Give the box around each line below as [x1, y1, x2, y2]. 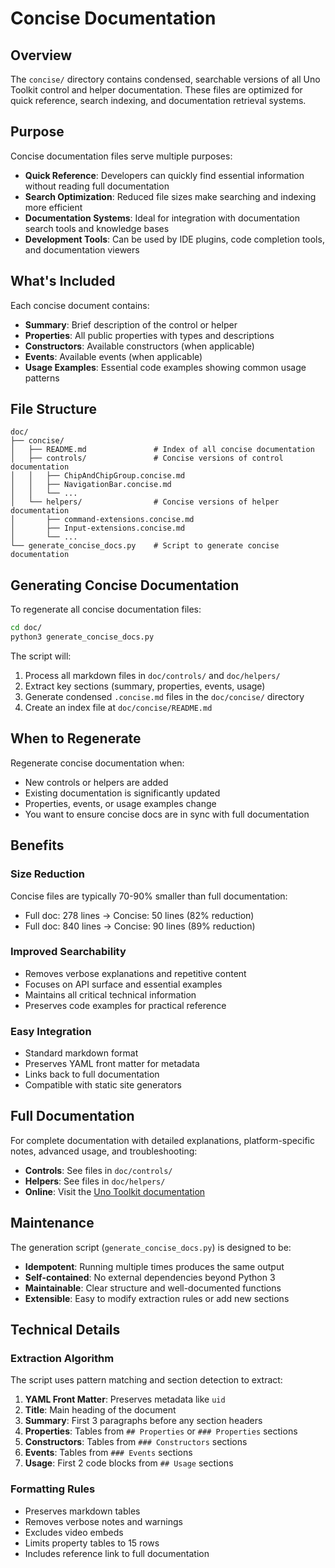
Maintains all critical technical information [24, 988, 197, 1001]
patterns [24, 372, 60, 384]
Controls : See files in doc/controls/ [24, 1164, 173, 1176]
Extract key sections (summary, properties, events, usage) [24, 680, 266, 692]
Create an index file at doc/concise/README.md [24, 702, 213, 713]
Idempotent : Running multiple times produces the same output [24, 1260, 285, 1272]
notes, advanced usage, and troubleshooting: [10, 1145, 198, 1157]
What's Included [10, 273, 116, 290]
